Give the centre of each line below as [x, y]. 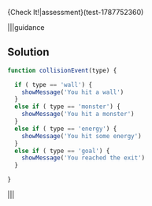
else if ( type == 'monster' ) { [68, 107]
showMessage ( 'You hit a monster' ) [78, 114]
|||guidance [26, 27]
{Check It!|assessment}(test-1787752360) [76, 12]
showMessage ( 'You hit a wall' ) [73, 92]
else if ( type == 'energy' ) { [66, 129]
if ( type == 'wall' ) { [53, 84]
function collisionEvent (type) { [62, 70]
